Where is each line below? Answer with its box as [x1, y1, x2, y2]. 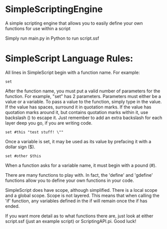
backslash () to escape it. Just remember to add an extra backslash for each [5, 114, 162, 121]
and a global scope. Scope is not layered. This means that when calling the [5, 192, 160, 198]
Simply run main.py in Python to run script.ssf [5, 35, 99, 41]
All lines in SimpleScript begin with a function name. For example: [5, 69, 140, 75]
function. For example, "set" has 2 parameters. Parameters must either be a [5, 93, 161, 99]
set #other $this [5, 153, 41, 159]
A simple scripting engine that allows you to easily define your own [5, 20, 143, 26]
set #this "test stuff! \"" [5, 130, 64, 135]
